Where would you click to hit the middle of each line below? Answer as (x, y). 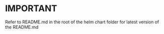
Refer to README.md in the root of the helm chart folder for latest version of (82, 22)
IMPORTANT (31, 8)
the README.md (22, 27)
